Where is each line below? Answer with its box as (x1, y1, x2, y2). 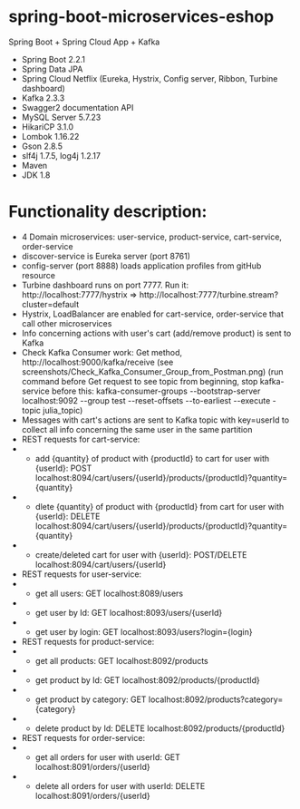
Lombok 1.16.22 (21, 131, 80, 141)
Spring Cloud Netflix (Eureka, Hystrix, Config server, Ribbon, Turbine (21, 73, 278, 83)
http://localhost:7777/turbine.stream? (139, 288, 278, 300)
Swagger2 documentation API (21, 102, 134, 112)
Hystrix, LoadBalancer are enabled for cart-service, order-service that (21, 308, 285, 319)
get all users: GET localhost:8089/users (34, 588, 183, 599)
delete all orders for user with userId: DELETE (34, 780, 206, 791)
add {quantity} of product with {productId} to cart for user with (34, 453, 269, 463)
